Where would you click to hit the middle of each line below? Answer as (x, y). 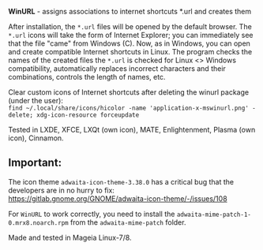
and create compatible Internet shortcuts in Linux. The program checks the (130, 52)
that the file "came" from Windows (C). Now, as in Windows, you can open (130, 43)
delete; (21, 115)
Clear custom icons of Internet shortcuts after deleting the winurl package (129, 92)
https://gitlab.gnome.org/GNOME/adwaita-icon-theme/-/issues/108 (118, 198)
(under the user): (36, 101)
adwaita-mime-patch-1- (214, 215)
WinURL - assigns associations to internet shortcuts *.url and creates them (130, 11)
